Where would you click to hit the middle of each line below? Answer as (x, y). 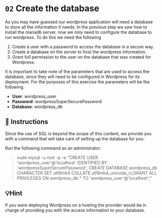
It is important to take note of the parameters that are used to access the (77, 71)
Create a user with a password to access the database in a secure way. (83, 47)
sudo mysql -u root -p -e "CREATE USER (57, 157)
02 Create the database (52, 8)
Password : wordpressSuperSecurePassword (57, 101)
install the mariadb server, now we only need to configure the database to (79, 32)
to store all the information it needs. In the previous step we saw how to (76, 27)
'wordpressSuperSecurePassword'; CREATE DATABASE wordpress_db (87, 168)
